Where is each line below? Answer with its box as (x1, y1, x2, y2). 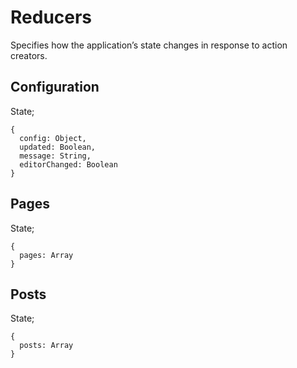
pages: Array (19, 250, 74, 260)
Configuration (10, 79, 100, 96)
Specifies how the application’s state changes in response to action (10, 39, 288, 51)
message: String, (19, 151, 92, 161)
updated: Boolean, (19, 142, 97, 152)
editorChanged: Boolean (19, 159, 118, 170)
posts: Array (19, 341, 74, 351)
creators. (10, 49, 48, 61)
